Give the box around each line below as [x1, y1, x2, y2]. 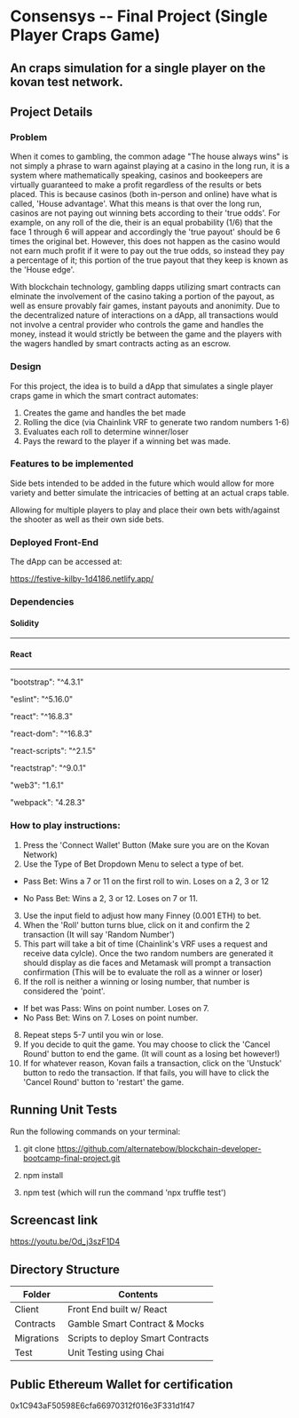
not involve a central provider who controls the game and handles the [10, 320, 264, 330]
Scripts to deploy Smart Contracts [67, 1332, 209, 1344]
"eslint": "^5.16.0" [10, 694, 74, 705]
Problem [10, 131, 48, 143]
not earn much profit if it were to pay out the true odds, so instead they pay [10, 246, 285, 257]
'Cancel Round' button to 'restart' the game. [22, 1076, 185, 1087]
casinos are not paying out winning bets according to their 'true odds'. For [10, 208, 280, 218]
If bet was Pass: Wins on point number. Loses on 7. [22, 1002, 209, 1013]
